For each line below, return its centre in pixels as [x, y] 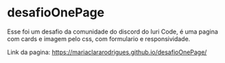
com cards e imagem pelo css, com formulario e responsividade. [99, 38]
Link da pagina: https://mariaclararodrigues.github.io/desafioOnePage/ [107, 52]
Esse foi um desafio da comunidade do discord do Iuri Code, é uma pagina [113, 32]
